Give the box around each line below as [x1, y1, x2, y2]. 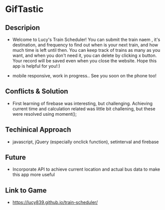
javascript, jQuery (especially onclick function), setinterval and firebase [12, 139, 159, 145]
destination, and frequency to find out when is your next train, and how [12, 42, 159, 48]
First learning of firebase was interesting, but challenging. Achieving [12, 100, 153, 106]
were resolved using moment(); [12, 111, 77, 117]
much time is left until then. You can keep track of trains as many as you [12, 47, 161, 53]
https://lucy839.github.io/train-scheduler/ [12, 200, 98, 206]
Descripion [5, 23, 40, 32]
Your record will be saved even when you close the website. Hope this [12, 58, 157, 63]
